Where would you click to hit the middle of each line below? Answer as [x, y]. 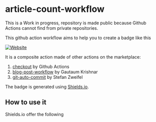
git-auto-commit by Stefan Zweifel [47, 77]
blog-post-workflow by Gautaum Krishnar [55, 72]
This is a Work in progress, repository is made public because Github [76, 23]
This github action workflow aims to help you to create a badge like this [78, 38]
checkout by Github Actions [41, 66]
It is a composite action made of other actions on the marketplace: [73, 57]
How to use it [26, 102]
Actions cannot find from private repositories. [52, 28]
